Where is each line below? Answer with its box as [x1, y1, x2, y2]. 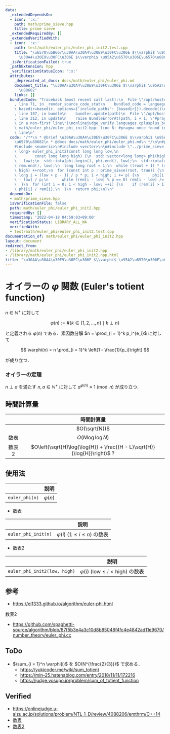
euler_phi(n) [8, 495, 39, 501]
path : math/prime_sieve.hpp [14, 21, 73, 27]
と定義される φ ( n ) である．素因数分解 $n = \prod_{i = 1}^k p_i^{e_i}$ [5, 330, 147, 336]
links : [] [14, 92, 35, 97]
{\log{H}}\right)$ [71, 450, 111, 457]
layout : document [5, 238, 42, 243]
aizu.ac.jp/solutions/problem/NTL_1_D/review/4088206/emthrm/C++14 [12, 711, 160, 717]
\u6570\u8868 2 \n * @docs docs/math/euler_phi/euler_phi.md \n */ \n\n [14, 139, 162, 145]
